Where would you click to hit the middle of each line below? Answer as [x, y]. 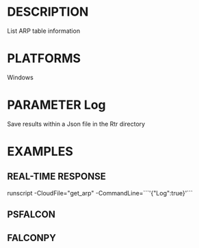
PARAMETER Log [56, 105]
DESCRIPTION [48, 12]
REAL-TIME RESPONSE [56, 177]
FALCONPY [32, 237]
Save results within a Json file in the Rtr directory [76, 124]
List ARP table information [44, 31]
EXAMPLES [40, 152]
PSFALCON [31, 215]
